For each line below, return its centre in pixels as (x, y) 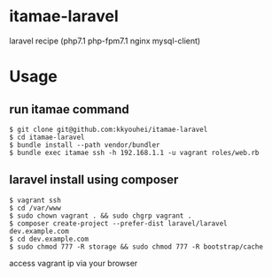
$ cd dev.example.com (49, 239)
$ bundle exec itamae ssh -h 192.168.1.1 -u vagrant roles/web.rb (134, 152)
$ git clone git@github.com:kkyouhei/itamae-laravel (109, 129)
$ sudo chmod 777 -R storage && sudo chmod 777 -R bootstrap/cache (136, 246)
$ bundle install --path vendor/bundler (85, 145)
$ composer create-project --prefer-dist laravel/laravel (118, 223)
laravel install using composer (94, 180)
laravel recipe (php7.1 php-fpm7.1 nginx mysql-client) (105, 41)
